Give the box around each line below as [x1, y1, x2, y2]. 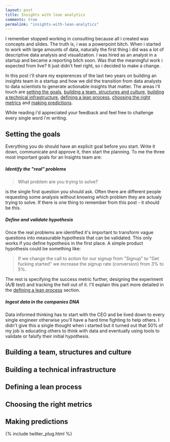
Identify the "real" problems [5, 166, 66, 172]
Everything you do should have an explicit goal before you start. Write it [5, 143, 155, 149]
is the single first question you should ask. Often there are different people [5, 189, 161, 195]
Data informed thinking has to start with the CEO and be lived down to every [5, 311, 165, 318]
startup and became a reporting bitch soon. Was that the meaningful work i [5, 57, 163, 64]
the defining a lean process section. [5, 287, 80, 293]
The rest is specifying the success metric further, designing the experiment [5, 276, 163, 282]
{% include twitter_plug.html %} [5, 431, 72, 437]
